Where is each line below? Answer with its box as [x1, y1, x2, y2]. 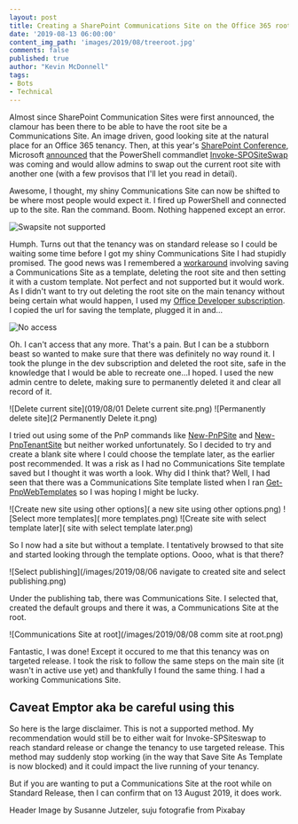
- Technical [9, 87, 53, 96]
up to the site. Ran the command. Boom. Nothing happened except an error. [9, 204, 286, 215]
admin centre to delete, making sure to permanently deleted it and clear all [9, 376, 281, 387]
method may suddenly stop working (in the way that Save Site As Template [9, 751, 283, 763]
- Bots [9, 79, 34, 88]
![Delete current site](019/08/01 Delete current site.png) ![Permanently [9, 403, 266, 413]
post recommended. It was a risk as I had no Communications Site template [9, 458, 286, 468]
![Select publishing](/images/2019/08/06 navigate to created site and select [9, 566, 286, 577]
